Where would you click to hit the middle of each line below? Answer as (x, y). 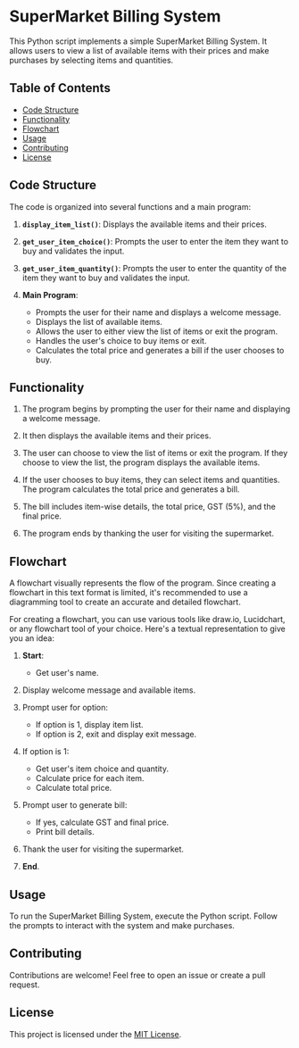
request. (25, 985)
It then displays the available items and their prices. (116, 436)
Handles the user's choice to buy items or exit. (121, 340)
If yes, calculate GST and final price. (102, 822)
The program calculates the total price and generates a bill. (131, 489)
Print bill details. (65, 832)
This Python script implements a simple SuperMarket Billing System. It (138, 41)
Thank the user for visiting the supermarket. (103, 849)
